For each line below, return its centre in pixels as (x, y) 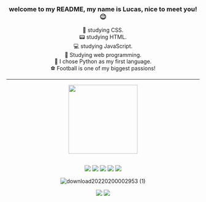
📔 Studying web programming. (103, 55)
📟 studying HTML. (103, 37)
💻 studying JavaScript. (103, 46)
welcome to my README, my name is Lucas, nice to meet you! (103, 9)
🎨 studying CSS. (103, 30)
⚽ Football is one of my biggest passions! (103, 69)
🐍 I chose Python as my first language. (103, 62)
